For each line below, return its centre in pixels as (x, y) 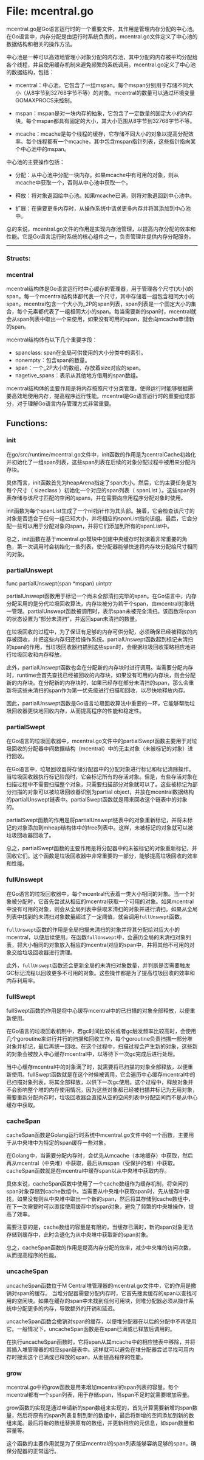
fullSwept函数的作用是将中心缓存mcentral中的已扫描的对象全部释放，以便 (98, 1011)
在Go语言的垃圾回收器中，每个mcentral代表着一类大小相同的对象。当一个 (98, 893)
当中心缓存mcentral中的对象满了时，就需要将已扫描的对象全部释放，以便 (97, 1067)
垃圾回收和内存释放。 (38, 655)
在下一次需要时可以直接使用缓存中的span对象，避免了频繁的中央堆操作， (98, 1207)
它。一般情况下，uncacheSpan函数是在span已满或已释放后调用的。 (91, 1329)
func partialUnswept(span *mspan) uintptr (59, 584)
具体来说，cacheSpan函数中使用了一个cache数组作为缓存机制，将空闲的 (97, 1184)
